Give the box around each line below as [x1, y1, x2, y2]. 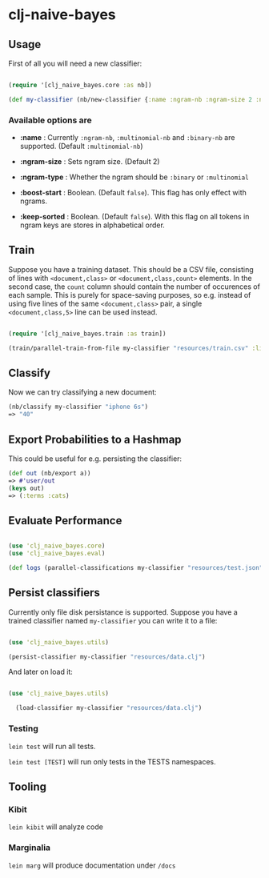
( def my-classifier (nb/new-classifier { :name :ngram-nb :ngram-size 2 [8, 95, 252, 103]
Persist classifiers [8, 586, 100, 599]
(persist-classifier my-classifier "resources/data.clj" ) [8, 652, 206, 661]
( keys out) [8, 484, 45, 492]
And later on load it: [8, 667, 74, 677]
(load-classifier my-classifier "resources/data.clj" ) [15, 704, 203, 712]
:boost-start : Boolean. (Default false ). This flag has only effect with [19, 188, 247, 198]
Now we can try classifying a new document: [8, 387, 158, 397]
